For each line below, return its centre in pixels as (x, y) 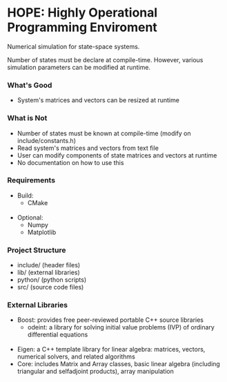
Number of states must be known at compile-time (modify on (104, 133)
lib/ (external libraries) (49, 273)
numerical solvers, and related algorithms (76, 356)
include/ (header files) (49, 265)
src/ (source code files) (50, 287)
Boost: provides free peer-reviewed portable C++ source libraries (110, 320)
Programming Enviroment (82, 27)
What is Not (27, 118)
